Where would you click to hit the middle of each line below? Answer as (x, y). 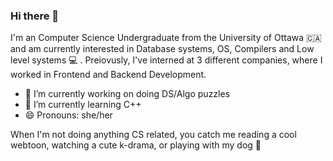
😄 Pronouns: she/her (68, 115)
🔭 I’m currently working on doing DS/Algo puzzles (127, 94)
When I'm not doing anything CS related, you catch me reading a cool (153, 135)
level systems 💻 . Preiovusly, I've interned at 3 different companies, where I (166, 60)
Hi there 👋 (35, 16)
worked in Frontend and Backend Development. (108, 75)
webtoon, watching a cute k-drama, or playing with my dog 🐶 (136, 145)
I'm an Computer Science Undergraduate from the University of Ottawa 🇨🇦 (166, 38)
